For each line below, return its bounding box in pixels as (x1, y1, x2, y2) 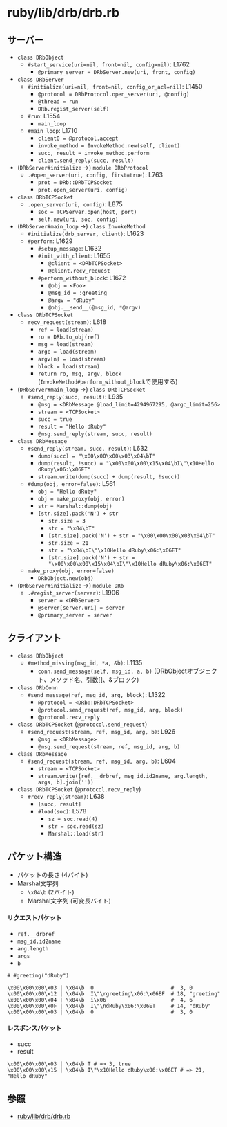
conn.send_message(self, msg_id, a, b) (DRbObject (37, 667, 188, 675)
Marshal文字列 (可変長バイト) (27, 896, 112, 905)
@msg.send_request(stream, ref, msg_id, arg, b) (37, 743, 181, 750)
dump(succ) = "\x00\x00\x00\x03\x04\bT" (37, 453, 156, 460)
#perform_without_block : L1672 (37, 273, 126, 282)
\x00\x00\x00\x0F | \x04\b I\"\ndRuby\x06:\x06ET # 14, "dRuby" (7, 1002, 212, 1009)
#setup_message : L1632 (37, 244, 102, 252)
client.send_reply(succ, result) (37, 157, 135, 164)
